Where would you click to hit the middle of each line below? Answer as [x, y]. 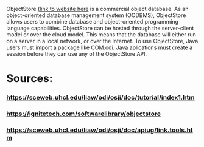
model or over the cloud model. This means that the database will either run [101, 35]
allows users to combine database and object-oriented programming [92, 22]
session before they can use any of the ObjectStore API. [77, 54]
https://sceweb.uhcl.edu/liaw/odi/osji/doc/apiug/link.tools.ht [100, 130]
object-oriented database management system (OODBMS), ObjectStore [96, 15]
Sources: [30, 79]
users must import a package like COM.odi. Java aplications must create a [100, 47]
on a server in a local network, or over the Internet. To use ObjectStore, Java [102, 41]
